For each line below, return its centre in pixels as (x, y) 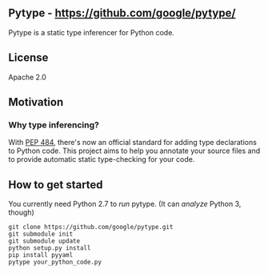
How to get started (56, 185)
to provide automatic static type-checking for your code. (102, 159)
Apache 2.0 (27, 77)
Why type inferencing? (54, 125)
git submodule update (44, 241)
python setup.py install (50, 248)
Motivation (36, 102)
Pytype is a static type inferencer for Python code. (91, 32)
